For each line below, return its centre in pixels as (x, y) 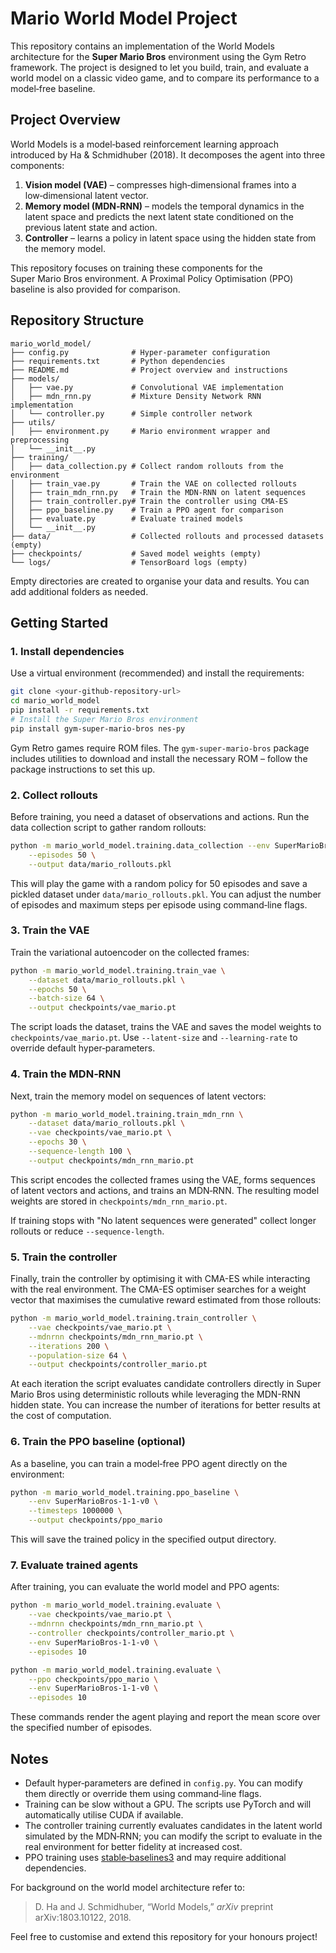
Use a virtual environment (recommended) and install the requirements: (157, 673)
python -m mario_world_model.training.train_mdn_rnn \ (127, 1114)
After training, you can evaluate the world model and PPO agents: (145, 1587)
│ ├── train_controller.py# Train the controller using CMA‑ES (149, 501)
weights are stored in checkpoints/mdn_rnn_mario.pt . (119, 1201)
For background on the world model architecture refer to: (127, 1887)
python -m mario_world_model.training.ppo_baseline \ (125, 1492)
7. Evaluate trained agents (74, 1565)
